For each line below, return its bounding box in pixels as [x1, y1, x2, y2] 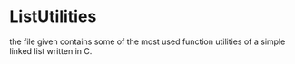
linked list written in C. [9, 45, 93, 56]
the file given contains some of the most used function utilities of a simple [9, 36, 286, 47]
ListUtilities [9, 6, 97, 27]
